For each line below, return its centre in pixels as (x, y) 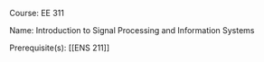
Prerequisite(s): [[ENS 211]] (60, 48)
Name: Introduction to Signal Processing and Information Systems (132, 30)
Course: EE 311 (37, 13)
